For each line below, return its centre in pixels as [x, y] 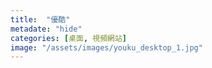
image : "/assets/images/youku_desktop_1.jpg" [106, 47]
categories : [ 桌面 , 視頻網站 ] [68, 38]
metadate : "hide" [46, 29]
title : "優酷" [40, 19]
